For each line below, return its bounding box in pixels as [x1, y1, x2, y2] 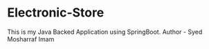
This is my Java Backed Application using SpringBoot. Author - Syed [7, 28, 203, 36]
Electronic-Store [7, 5, 104, 21]
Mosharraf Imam [7, 35, 55, 43]
